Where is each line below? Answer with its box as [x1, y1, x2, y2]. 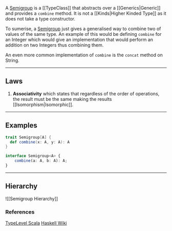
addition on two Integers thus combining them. [5, 42, 104, 48]
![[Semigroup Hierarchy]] [5, 195, 58, 202]
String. [5, 57, 19, 64]
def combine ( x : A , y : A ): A [10, 139, 70, 144]
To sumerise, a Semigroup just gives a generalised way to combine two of [5, 26, 161, 32]
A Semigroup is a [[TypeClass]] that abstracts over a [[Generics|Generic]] [5, 5, 161, 11]
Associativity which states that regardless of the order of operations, [12, 90, 160, 97]
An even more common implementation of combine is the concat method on [5, 52, 163, 58]
